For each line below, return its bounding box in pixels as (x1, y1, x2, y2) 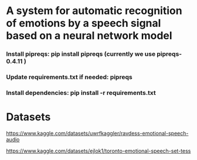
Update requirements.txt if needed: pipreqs (6, 73, 133, 81)
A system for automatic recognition (6, 4, 183, 18)
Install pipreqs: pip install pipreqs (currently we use (6, 50, 156, 58)
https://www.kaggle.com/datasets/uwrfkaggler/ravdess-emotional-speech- (6, 130, 189, 137)
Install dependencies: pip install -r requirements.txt (6, 88, 157, 97)
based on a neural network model (6, 29, 172, 42)
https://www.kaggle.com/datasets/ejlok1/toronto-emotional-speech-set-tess (6, 147, 191, 154)
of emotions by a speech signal (6, 16, 161, 30)
